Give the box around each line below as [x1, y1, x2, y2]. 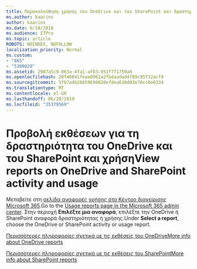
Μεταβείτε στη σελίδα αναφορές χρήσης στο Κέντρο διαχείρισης [6, 196, 167, 203]
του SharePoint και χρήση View [6, 152, 160, 165]
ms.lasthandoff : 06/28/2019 [6, 96, 75, 102]
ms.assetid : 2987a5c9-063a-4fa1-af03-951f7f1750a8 [6, 69, 133, 75]
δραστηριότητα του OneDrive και [6, 139, 173, 153]
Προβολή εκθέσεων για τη [6, 127, 140, 140]
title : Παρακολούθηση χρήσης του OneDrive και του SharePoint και [6, 8, 172, 15]
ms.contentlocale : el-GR [6, 90, 67, 96]
